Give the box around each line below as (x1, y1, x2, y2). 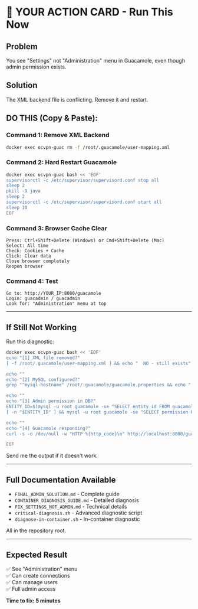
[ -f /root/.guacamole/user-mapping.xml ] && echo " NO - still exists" (6, 360, 192, 366)
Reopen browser (6, 263, 44, 269)
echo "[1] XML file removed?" (6, 354, 81, 361)
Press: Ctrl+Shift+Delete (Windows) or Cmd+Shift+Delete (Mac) (6, 237, 165, 243)
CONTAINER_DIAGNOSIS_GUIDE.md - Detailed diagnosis (14, 497, 140, 504)
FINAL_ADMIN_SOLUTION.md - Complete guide (14, 490, 120, 498)
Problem (6, 41, 38, 51)
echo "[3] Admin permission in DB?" (6, 398, 96, 404)
